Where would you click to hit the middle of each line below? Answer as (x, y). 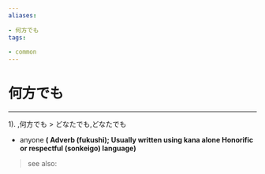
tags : (17, 37)
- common (22, 52)
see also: (42, 163)
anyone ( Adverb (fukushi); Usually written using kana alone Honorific (136, 139)
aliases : (22, 15)
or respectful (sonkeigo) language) (78, 148)
